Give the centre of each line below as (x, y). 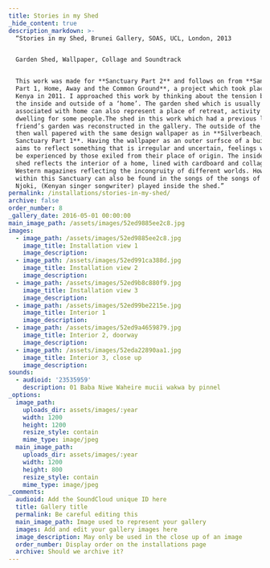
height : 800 (43, 470)
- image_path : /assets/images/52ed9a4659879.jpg (98, 328)
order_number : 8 (35, 208)
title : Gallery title (52, 507)
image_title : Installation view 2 (80, 268)
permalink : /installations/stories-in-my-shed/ (90, 194)
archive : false (34, 201)
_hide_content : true (43, 23)
